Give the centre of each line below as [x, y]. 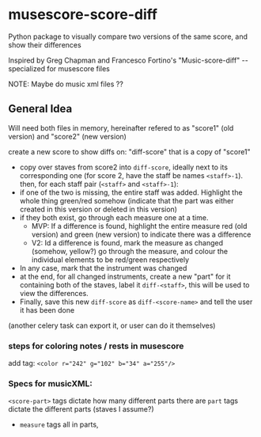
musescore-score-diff [83, 15]
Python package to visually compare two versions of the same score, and [128, 36]
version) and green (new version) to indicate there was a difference [141, 234]
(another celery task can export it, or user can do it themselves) [112, 325]
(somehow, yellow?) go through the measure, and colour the [129, 251]
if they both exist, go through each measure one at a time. [114, 217]
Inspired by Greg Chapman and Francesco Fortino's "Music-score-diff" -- [129, 60]
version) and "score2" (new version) [67, 136]
